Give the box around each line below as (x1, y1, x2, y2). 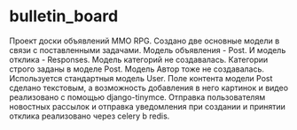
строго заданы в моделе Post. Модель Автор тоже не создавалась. (9, 64, 264, 74)
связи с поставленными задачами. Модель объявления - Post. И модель (9, 44, 286, 55)
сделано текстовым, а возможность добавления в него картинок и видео (9, 82, 289, 93)
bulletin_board (9, 6, 119, 27)
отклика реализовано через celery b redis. (9, 111, 170, 121)
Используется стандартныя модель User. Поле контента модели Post (9, 73, 273, 83)
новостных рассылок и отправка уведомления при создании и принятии (9, 101, 286, 111)
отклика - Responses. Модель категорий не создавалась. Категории (9, 54, 269, 65)
